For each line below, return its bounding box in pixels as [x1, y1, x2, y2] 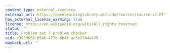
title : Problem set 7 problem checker [5, 31, 87, 36]
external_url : [5, 12, 35, 17]
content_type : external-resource [5, 7, 76, 13]
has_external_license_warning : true [5, 17, 82, 22]
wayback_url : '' [5, 40, 39, 45]
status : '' [5, 26, 28, 31]
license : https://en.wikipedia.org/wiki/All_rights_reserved [5, 21, 137, 27]
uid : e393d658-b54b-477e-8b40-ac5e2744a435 [5, 36, 99, 41]
